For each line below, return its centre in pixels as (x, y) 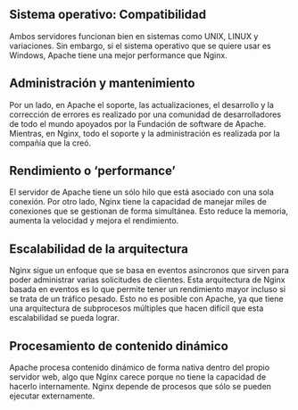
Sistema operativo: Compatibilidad (108, 15)
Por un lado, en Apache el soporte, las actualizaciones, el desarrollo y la (142, 105)
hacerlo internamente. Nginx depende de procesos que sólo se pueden (141, 387)
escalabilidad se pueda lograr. (65, 318)
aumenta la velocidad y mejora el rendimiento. (94, 221)
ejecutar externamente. (52, 396)
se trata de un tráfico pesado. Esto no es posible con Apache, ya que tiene (146, 299)
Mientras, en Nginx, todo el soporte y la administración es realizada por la (145, 133)
